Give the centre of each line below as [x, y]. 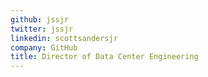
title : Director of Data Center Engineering [104, 57]
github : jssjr [40, 19]
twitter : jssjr [42, 29]
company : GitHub [44, 47]
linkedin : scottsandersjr [64, 38]
